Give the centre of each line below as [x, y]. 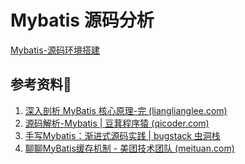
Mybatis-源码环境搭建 [55, 50]
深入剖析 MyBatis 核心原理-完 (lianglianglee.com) [126, 110]
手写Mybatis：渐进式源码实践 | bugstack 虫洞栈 [122, 135]
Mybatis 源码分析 [82, 20]
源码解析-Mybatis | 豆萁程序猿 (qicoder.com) [117, 123]
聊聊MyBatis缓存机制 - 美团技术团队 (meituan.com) [129, 148]
